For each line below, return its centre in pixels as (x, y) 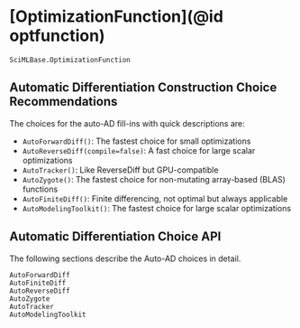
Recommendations (64, 102)
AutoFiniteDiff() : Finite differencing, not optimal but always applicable (155, 198)
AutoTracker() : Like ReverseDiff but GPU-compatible (120, 170)
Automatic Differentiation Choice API (115, 237)
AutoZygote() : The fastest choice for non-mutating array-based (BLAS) (154, 179)
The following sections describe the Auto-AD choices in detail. (125, 258)
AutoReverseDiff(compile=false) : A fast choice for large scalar (139, 150)
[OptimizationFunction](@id (116, 17)
